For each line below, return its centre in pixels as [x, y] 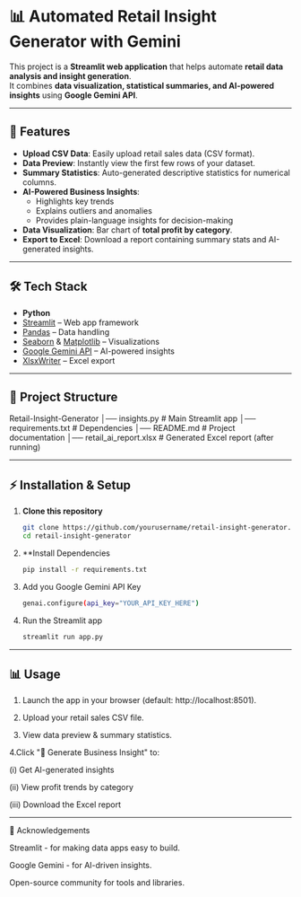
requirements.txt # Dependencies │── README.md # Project [122, 428]
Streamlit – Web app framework [81, 322]
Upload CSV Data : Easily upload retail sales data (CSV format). [138, 154]
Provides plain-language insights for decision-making [134, 220]
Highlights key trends [75, 201]
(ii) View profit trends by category [72, 787]
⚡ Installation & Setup [70, 485]
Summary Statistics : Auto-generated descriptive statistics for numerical [156, 172]
